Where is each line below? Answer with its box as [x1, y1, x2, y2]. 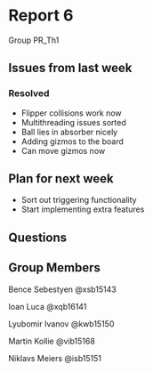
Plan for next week [8, 171, 114, 187]
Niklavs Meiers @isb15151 [8, 352, 101, 363]
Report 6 [8, 5, 74, 26]
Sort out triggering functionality [20, 195, 137, 206]
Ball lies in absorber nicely [20, 126, 118, 137]
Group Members [8, 260, 101, 276]
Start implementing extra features [20, 204, 145, 214]
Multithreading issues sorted [20, 117, 126, 127]
